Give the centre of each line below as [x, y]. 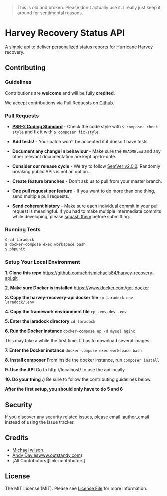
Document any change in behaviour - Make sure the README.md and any [87, 151]
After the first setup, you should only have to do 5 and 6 [64, 389]
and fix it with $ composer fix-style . [62, 132]
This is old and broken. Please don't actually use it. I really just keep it [89, 7]
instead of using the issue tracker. [40, 422]
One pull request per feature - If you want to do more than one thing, [84, 191]
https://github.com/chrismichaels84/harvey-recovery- [98, 273]
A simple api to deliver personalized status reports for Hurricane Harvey [79, 47]
